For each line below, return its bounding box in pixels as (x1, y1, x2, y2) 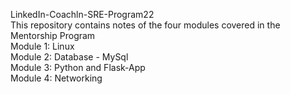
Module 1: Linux (10, 40, 75, 52)
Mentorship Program (10, 30, 96, 41)
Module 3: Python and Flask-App (10, 62, 146, 73)
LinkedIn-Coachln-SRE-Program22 (10, 9, 155, 20)
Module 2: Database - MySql (10, 51, 129, 63)
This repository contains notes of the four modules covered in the (10, 19, 281, 31)
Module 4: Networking (10, 72, 103, 84)
